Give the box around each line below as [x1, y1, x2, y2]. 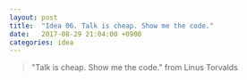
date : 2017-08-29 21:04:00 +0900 [9, 29, 142, 38]
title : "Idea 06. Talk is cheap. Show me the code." [9, 21, 215, 30]
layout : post [9, 12, 58, 22]
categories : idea [9, 37, 74, 47]
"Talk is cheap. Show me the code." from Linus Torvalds [30, 62, 239, 73]
